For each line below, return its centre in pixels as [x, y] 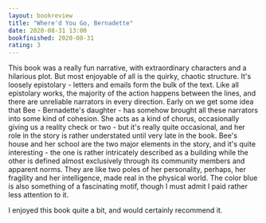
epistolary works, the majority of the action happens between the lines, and [132, 93]
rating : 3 [25, 45]
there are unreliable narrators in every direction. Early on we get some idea [131, 102]
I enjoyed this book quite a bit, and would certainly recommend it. [115, 210]
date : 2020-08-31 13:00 [48, 30]
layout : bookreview [41, 16]
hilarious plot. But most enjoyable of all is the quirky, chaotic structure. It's [130, 76]
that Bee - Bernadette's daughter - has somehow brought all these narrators [133, 110]
